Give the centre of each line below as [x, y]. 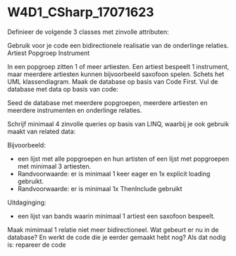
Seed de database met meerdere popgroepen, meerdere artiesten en [107, 102]
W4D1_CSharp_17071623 [81, 12]
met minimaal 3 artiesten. [54, 166]
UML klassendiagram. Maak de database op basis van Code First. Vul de [113, 81]
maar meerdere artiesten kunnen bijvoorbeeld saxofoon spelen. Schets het [116, 74]
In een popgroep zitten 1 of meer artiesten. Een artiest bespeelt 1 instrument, [118, 66]
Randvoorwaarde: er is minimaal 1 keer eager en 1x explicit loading [114, 173]
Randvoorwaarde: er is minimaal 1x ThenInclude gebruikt [100, 188]
